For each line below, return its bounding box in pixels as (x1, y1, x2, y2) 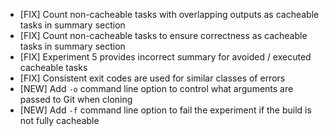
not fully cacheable (19, 115, 100, 126)
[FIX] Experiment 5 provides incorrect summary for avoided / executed (19, 51, 312, 63)
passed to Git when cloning (19, 94, 133, 105)
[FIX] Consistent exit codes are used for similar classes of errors (19, 72, 286, 84)
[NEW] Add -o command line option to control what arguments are (19, 83, 294, 94)
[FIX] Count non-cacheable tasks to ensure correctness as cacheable (19, 30, 308, 41)
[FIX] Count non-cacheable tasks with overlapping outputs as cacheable (19, 9, 320, 20)
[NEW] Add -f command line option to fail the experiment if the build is (19, 104, 312, 116)
